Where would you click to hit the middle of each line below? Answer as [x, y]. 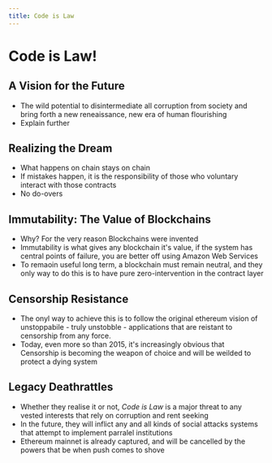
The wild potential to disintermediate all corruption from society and [134, 106]
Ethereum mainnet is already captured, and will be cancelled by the [133, 441]
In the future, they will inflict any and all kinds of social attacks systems [139, 424]
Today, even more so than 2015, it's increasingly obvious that [122, 344]
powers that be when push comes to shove [92, 450]
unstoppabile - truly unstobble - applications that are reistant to [126, 327]
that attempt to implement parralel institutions [96, 432]
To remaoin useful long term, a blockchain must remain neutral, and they [141, 265]
